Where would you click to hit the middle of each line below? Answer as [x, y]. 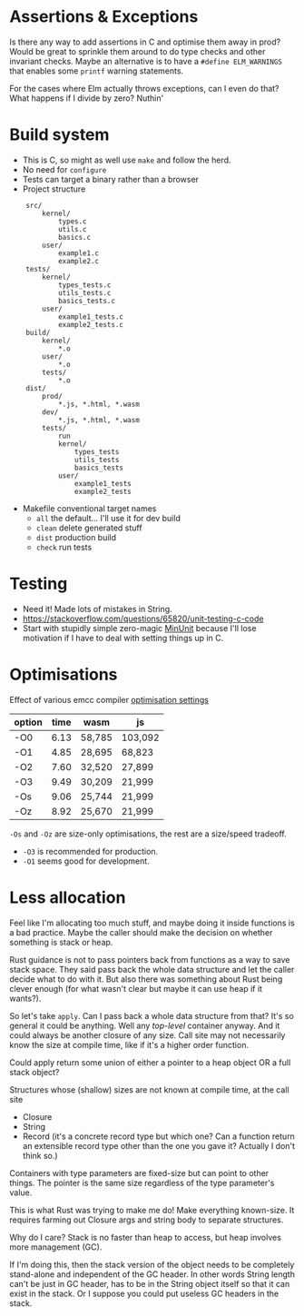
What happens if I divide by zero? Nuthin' [87, 98]
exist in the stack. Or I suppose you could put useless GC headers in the [144, 1293]
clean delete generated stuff [89, 528]
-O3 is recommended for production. [90, 851]
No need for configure [64, 169]
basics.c [74, 237]
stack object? [34, 1072]
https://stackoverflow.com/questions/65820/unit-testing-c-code [143, 618]
